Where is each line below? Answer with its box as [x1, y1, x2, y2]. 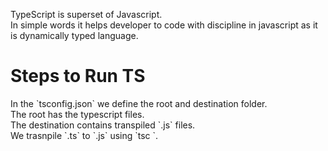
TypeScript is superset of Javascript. [10, 9, 163, 20]
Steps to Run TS [10, 65, 146, 88]
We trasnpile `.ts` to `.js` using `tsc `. [10, 129, 159, 141]
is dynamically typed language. [10, 30, 139, 41]
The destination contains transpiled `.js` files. [10, 119, 196, 131]
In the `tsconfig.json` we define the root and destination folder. [10, 97, 268, 109]
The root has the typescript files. [10, 108, 145, 120]
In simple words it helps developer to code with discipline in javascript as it [10, 19, 318, 31]
